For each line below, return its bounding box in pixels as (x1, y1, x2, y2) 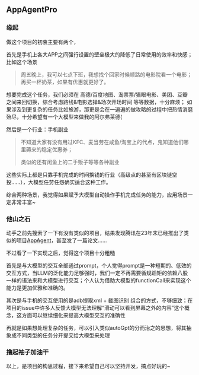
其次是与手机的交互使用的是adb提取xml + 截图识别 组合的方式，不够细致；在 (6, 297, 193, 304)
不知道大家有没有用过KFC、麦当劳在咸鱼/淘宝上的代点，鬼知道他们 (20, 138, 184, 145)
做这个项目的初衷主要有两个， (6, 38, 79, 45)
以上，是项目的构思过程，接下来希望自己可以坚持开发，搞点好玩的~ (6, 363, 171, 370)
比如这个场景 (6, 58, 37, 65)
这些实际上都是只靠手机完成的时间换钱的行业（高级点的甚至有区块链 (6, 171, 172, 178)
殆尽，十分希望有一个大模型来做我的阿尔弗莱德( (6, 113, 123, 120)
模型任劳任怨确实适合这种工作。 (33, 178, 111, 186)
